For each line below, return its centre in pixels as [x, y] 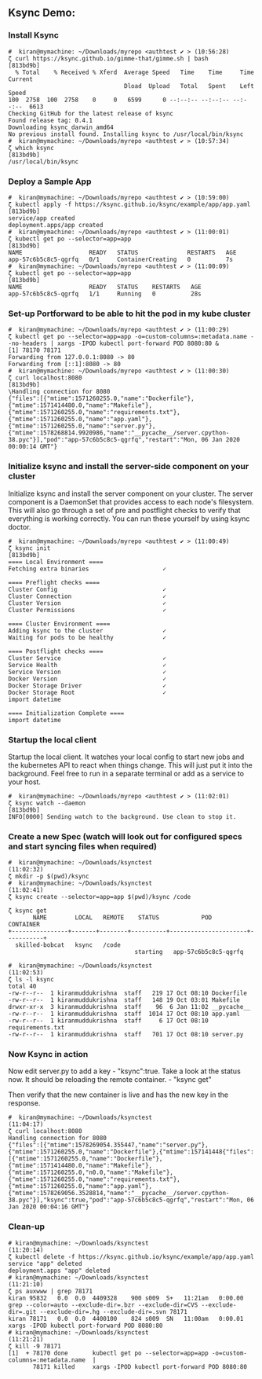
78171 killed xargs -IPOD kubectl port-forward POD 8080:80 [140, 1366]
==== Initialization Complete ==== [66, 713]
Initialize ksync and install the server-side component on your [129, 467]
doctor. [20, 526]
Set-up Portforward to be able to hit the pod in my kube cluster [129, 314]
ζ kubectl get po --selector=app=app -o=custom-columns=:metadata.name [127, 337]
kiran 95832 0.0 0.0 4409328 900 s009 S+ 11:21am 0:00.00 [126, 1298]
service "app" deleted [45, 1263]
